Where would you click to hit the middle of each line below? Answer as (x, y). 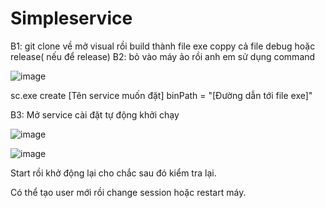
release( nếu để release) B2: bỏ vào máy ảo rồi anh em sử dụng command (163, 56)
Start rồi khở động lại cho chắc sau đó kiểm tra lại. (113, 173)
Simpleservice (71, 18)
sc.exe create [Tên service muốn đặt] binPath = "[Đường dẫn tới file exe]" (161, 95)
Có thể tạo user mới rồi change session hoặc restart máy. (128, 192)
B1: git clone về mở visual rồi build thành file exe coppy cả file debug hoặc (163, 46)
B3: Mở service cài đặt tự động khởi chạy (95, 114)
